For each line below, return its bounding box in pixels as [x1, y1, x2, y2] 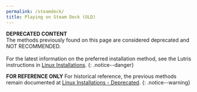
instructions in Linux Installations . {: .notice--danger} [6, 61, 134, 68]
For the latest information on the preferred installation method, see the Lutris [6, 55, 192, 62]
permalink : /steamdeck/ [6, 8, 65, 15]
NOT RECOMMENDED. [6, 42, 61, 50]
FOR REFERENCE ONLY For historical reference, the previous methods [6, 73, 177, 80]
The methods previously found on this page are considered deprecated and [6, 36, 189, 43]
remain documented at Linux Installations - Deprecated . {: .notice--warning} [6, 79, 191, 86]
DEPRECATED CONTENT [6, 30, 68, 37]
